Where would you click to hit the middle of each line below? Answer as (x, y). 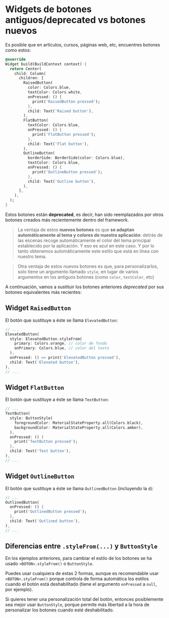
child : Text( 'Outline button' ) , (62, 181)
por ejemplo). (19, 590)
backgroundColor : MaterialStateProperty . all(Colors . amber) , (79, 428)
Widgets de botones (48, 9)
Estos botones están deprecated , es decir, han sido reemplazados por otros (84, 214)
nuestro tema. (32, 256)
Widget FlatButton (35, 387)
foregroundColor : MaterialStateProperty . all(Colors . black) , (79, 423)
